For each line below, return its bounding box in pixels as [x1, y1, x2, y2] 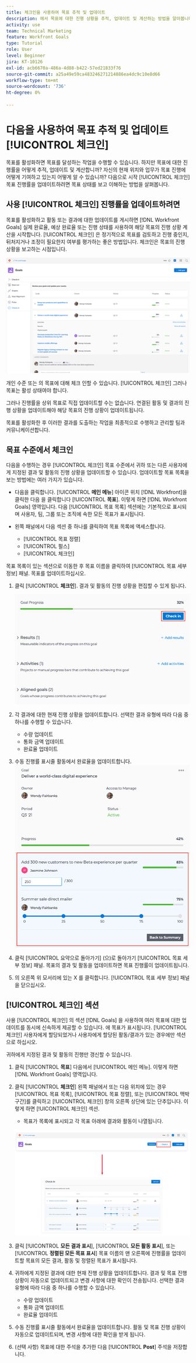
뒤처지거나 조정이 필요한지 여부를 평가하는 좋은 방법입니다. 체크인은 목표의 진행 [6, 238, 185, 245]
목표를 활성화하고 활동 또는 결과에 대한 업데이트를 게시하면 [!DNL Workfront [6, 216, 180, 223]
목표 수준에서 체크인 [6, 445, 73, 455]
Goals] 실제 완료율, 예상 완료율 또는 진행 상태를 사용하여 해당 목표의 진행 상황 [6, 223, 182, 231]
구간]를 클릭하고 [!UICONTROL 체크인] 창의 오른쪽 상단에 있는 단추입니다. [14, 1098, 183, 1105]
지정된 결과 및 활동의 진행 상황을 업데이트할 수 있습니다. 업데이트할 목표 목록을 [12, 469, 190, 476]
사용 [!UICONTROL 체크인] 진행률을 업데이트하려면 [6, 200, 180, 210]
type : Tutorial [6, 40, 43, 46]
